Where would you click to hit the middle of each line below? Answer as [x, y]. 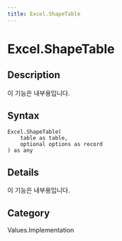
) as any [20, 151]
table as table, [44, 138]
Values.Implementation [41, 230]
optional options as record [61, 145]
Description [34, 75]
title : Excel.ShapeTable [44, 14]
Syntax [23, 116]
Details [23, 172]
